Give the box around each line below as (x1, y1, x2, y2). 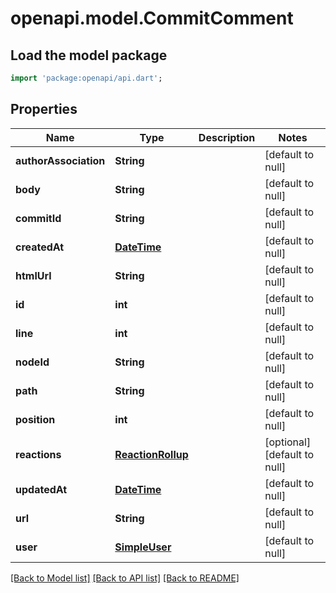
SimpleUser (114, 540, 172, 554)
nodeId (15, 355, 50, 369)
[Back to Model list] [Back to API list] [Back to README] (10, 572, 240, 584)
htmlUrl (15, 268, 52, 282)
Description (198, 130, 256, 144)
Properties (10, 101, 78, 118)
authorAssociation (15, 153, 106, 167)
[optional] (264, 435, 312, 449)
